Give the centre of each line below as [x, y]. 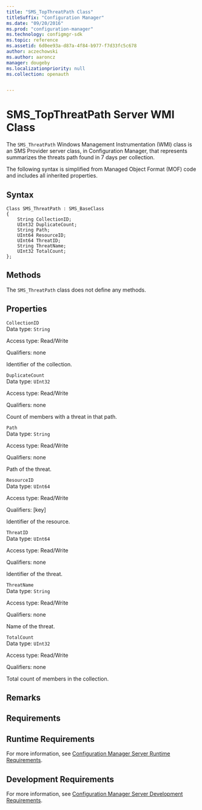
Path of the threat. [29, 469]
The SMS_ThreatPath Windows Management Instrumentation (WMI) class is [99, 145]
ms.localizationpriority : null [46, 68]
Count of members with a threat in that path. [62, 416]
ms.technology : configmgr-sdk [45, 35]
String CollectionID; [44, 219]
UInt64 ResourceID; [42, 235]
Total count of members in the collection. [58, 679]
